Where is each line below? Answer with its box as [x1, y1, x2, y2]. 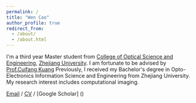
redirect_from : [6, 25, 44, 32]
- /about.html [11, 37, 47, 43]
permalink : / [6, 8, 39, 15]
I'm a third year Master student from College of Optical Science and [6, 53, 173, 60]
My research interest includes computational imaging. [6, 78, 139, 86]
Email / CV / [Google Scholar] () [6, 90, 84, 97]
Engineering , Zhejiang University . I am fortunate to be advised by [6, 59, 167, 66]
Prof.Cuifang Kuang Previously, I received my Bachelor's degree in [6, 66, 170, 72]
